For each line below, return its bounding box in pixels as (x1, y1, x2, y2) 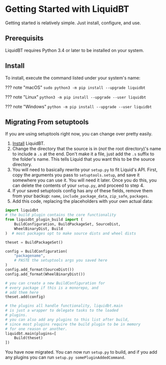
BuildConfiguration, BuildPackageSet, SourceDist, (14, 222, 121, 227)
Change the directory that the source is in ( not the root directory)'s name (12, 146, 162, 152)
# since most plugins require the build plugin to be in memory (5, 321, 141, 327)
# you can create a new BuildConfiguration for (5, 280, 106, 285)
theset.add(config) (5, 294, 46, 300)
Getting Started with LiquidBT (5, 3, 130, 15)
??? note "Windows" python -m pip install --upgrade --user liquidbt (5, 103, 152, 109)
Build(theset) (14, 335, 43, 341)
